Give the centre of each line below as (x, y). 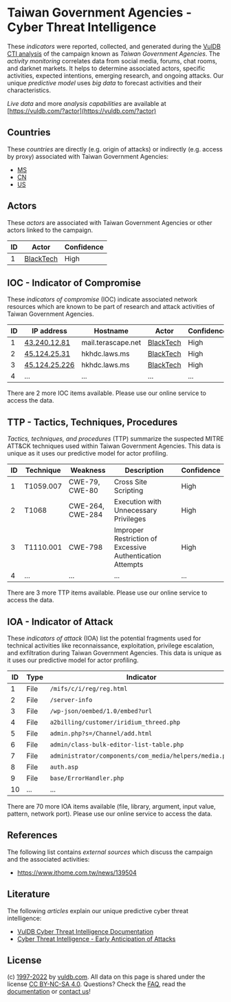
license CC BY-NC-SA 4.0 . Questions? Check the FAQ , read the (97, 984)
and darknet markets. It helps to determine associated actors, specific (106, 68)
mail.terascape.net (111, 343)
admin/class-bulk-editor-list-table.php (117, 745)
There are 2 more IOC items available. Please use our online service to (107, 393)
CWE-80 (83, 491)
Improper (129, 530)
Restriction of (135, 539)
